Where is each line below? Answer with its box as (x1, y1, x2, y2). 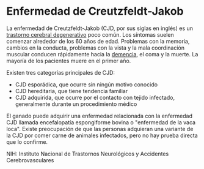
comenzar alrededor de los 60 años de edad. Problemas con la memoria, (6, 37, 190, 45)
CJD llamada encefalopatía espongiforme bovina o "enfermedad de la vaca (6, 118, 196, 126)
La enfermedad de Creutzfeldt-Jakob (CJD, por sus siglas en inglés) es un (6, 24, 194, 32)
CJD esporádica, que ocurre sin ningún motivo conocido (15, 81, 158, 88)
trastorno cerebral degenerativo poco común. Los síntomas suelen (6, 31, 174, 38)
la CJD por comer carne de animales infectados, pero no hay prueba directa (6, 132, 199, 139)
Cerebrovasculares (6, 156, 54, 163)
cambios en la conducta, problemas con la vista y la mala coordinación (6, 44, 185, 51)
